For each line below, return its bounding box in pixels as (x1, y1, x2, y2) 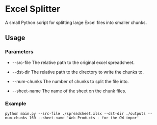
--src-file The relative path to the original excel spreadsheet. (12, 60, 135, 65)
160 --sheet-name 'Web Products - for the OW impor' (29, 115, 139, 120)
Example (5, 100, 26, 107)
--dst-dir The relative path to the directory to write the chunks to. (12, 69, 144, 75)
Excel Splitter (5, 3, 60, 15)
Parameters (5, 48, 33, 55)
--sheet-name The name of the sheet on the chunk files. (12, 88, 127, 94)
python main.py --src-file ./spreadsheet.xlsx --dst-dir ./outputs (5, 111, 146, 116)
